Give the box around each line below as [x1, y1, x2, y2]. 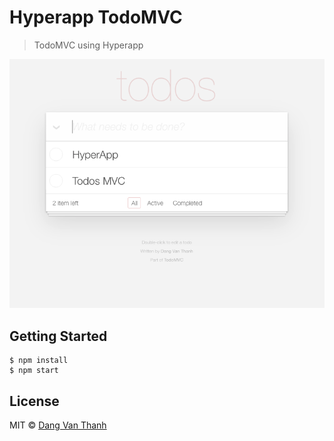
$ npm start [9, 366, 59, 376]
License [9, 392, 60, 410]
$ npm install [9, 356, 69, 366]
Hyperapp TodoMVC [9, 6, 183, 29]
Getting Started [9, 327, 108, 345]
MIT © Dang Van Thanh [9, 419, 107, 431]
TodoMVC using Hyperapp [33, 39, 144, 51]
